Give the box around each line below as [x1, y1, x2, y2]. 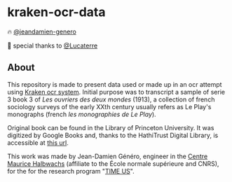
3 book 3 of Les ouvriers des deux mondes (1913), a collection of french [7, 95, 215, 104]
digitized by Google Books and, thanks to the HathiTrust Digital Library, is [7, 131, 219, 139]
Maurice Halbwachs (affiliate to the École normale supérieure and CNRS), [7, 159, 219, 168]
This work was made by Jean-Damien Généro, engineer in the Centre [7, 152, 208, 160]
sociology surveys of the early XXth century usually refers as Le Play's [7, 102, 212, 111]
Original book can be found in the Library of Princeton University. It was [7, 123, 214, 132]
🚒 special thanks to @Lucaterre [7, 41, 98, 50]
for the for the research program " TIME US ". [7, 167, 135, 175]
